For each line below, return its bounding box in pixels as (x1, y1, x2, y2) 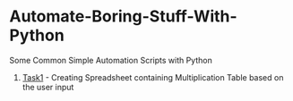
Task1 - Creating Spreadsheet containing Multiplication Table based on (22, 72, 284, 82)
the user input (22, 81, 74, 92)
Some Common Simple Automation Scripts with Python (9, 55, 212, 65)
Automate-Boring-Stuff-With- (9, 6, 237, 27)
